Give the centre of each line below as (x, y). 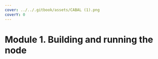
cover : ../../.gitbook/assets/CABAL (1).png (52, 10)
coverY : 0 (15, 15)
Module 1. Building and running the (79, 40)
